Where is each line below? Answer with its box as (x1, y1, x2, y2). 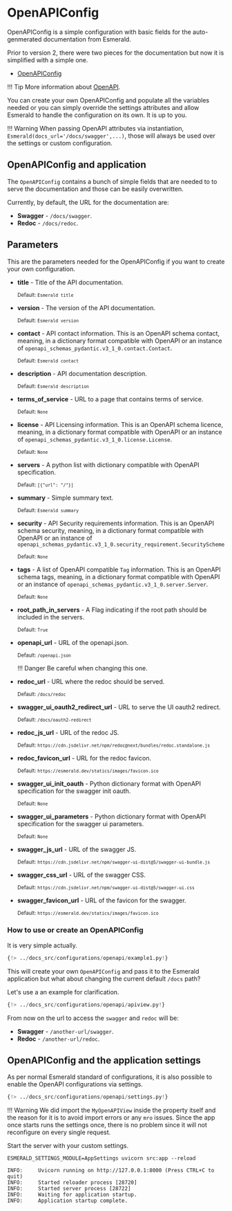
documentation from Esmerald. (43, 35, 131, 43)
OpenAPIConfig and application (7, 159, 146, 171)
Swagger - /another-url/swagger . (17, 1027, 114, 1035)
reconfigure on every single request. (7, 1128, 111, 1136)
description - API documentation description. (17, 369, 147, 378)
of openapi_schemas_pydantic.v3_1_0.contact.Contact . (17, 344, 173, 352)
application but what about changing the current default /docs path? (7, 974, 201, 983)
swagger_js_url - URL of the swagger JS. (17, 845, 137, 853)
